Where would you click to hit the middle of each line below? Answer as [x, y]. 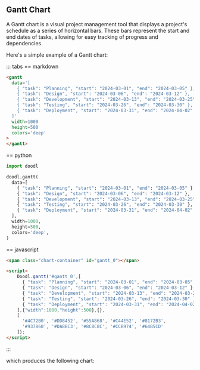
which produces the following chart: [50, 360]
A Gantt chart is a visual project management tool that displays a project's [97, 24]
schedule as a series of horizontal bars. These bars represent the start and [98, 30]
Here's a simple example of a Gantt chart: [57, 55]
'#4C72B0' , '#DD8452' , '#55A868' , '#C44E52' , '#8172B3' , [94, 321]
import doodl [22, 166]
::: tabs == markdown [32, 66]
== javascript [22, 249]
